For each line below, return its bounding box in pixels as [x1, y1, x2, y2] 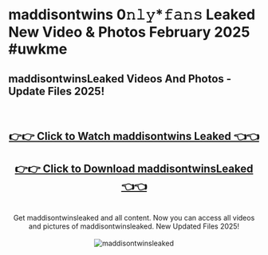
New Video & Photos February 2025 [8, 23, 250, 42]
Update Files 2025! [8, 84, 105, 98]
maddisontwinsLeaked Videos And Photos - [8, 72, 232, 86]
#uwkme [8, 40, 68, 58]
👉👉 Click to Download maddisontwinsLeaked [14, 161, 254, 175]
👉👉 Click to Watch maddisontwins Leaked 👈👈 [9, 129, 259, 143]
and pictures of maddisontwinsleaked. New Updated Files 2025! [28, 221, 240, 231]
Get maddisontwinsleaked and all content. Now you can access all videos [13, 213, 255, 223]
